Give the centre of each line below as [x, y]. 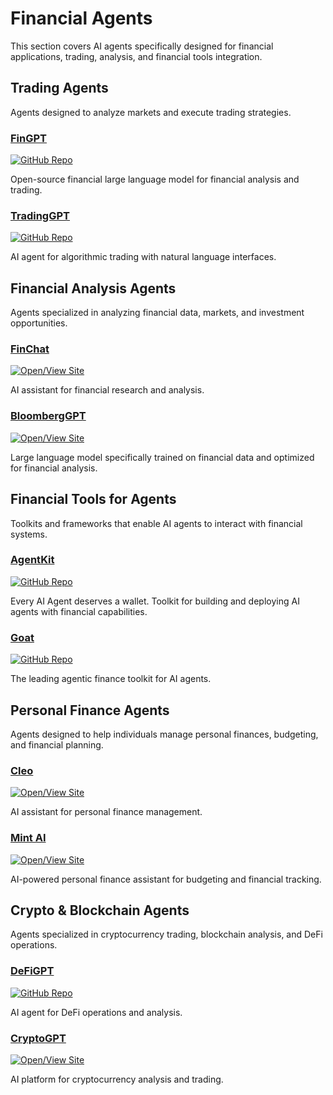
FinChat [30, 349]
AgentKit [32, 560]
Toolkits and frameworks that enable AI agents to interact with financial [156, 523]
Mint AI [28, 838]
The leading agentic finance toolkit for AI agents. [111, 679]
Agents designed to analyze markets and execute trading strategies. [151, 112]
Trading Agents [59, 88]
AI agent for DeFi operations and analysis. [96, 1012]
